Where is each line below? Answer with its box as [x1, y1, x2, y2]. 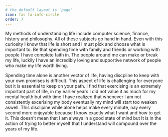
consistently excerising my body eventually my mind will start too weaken [5, 99, 157, 105]
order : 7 [5, 17, 24, 22]
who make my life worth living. [5, 62, 68, 68]
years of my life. [5, 126, 39, 132]
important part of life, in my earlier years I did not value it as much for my [5, 89, 156, 95]
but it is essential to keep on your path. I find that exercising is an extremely [5, 83, 161, 89]
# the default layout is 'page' [5, 7, 73, 13]
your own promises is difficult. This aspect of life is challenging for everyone [5, 78, 163, 84]
